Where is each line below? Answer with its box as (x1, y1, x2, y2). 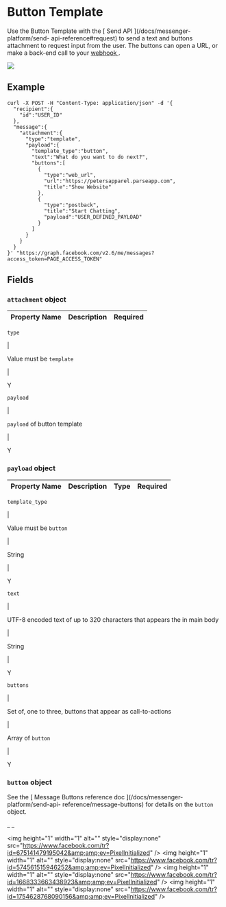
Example (7, 82, 45, 93)
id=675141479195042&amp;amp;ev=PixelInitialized (7, 849, 151, 857)
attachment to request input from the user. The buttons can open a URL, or (7, 41, 218, 49)
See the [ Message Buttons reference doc (7, 793, 125, 801)
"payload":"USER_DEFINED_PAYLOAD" (43, 213, 142, 220)
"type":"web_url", (43, 171, 97, 178)
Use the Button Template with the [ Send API (7, 27, 133, 35)
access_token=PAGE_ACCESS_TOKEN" (7, 255, 103, 263)
